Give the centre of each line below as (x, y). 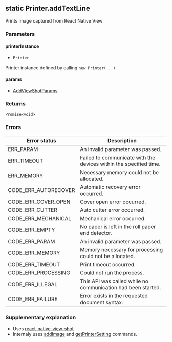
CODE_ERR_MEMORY (34, 253)
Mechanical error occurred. (113, 218)
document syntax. (102, 302)
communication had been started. (121, 287)
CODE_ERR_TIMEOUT (34, 264)
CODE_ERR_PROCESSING (39, 272)
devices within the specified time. (120, 164)
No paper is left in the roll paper (118, 226)
